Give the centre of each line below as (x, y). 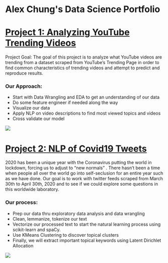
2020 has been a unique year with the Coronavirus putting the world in (78, 163)
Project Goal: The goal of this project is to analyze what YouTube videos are (84, 57)
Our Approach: (24, 86)
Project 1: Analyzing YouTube (67, 33)
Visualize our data (31, 108)
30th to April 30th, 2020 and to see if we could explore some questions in (82, 184)
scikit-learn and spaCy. (36, 229)
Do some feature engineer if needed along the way (65, 102)
